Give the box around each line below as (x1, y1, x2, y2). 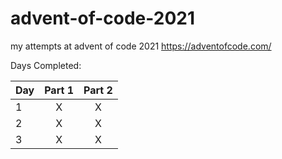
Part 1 (44, 83, 74, 97)
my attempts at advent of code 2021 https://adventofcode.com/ (10, 40, 272, 52)
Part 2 (83, 83, 113, 97)
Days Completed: (10, 59, 82, 71)
